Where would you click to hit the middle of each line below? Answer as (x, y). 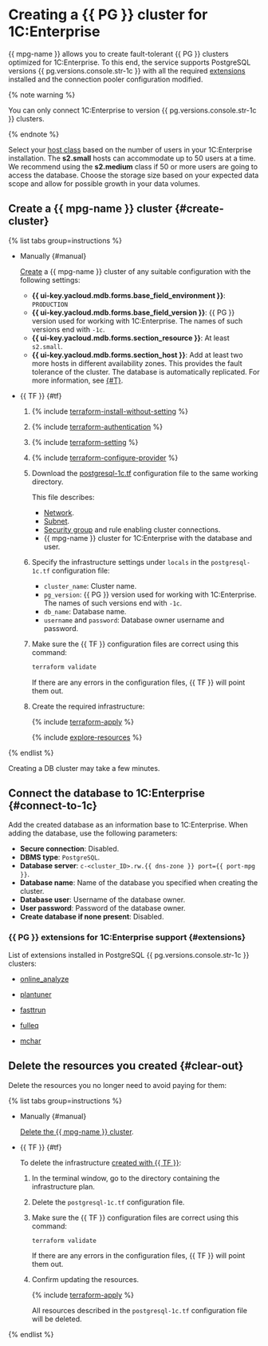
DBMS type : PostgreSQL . (60, 857)
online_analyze (44, 979)
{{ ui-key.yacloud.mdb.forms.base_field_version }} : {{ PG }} (133, 312)
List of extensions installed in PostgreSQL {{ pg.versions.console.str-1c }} (129, 955)
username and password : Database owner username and (134, 620)
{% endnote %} (34, 134)
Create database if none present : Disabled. (92, 917)
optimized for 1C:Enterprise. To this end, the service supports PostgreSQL (130, 62)
